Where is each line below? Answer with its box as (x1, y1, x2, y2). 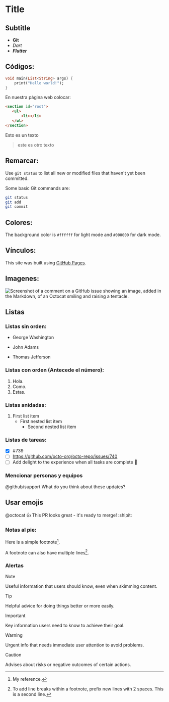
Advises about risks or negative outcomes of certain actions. (5, 662, 131, 668)
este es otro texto (17, 142, 54, 148)
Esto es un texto (5, 132, 39, 138)
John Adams (12, 344, 39, 350)
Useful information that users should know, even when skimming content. (5, 583, 157, 589)
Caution (5, 652, 22, 658)
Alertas (5, 562, 24, 569)
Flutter (12, 48, 27, 54)
